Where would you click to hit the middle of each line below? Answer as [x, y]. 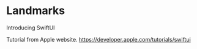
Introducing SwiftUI [31, 28]
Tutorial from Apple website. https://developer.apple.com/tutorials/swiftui [98, 39]
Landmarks [36, 11]
